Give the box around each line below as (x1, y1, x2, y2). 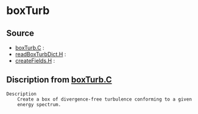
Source (6, 28, 35, 38)
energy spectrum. (17, 101, 62, 107)
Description (6, 91, 37, 97)
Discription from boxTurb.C (6, 74, 112, 85)
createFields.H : (15, 57, 55, 64)
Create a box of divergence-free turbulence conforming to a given (17, 96, 192, 102)
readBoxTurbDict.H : (15, 51, 66, 58)
